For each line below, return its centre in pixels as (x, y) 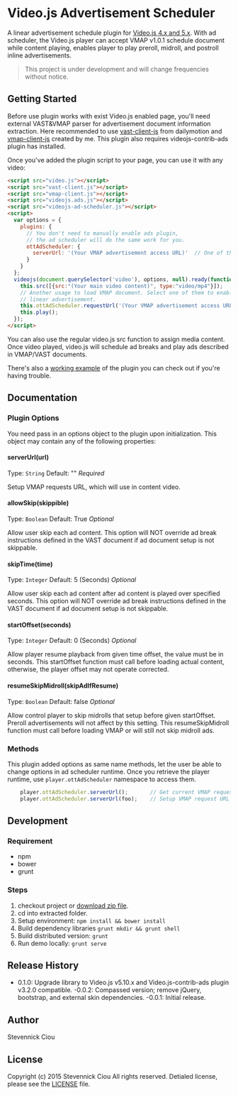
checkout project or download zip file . (73, 906)
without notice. (46, 77)
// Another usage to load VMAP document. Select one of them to (117, 292)
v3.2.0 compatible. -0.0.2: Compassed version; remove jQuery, (109, 990)
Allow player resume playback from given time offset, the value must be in (115, 654)
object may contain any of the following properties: (82, 441)
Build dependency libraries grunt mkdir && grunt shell (99, 928)
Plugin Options (33, 418)
